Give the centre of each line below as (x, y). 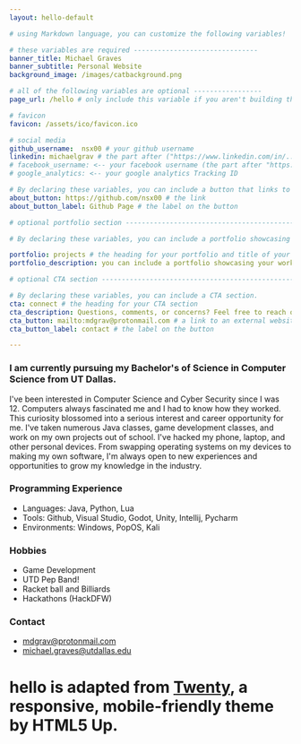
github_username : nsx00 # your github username (102, 149)
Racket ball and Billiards (66, 589)
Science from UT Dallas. (63, 379)
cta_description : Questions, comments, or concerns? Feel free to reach (148, 312)
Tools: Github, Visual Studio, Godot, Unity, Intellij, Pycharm (130, 517)
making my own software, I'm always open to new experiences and (133, 456)
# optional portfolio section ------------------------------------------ (152, 222)
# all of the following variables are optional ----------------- (136, 91)
